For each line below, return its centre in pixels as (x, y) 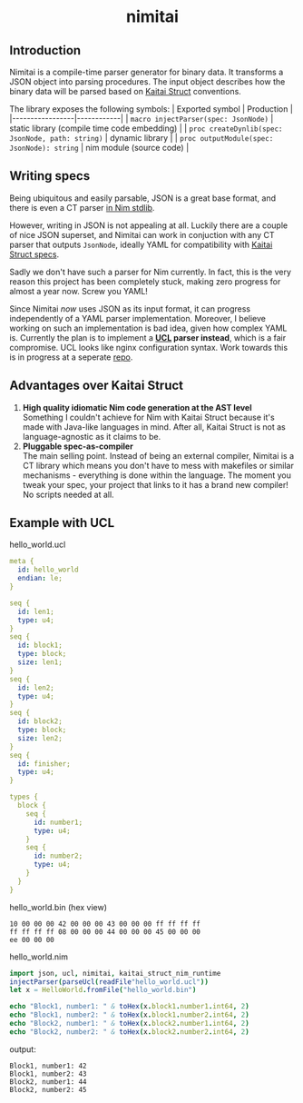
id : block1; (40, 646)
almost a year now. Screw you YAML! (78, 291)
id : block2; (40, 721)
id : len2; (36, 688)
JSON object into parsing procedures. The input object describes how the (147, 82)
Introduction (45, 50)
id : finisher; (44, 764)
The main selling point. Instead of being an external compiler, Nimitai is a (158, 455)
